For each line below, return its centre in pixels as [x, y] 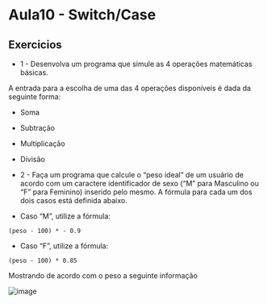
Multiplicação [43, 144]
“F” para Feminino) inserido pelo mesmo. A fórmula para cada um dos [136, 192]
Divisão [33, 159]
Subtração [37, 128]
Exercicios [35, 45]
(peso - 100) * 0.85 [43, 260]
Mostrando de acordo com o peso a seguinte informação [103, 275]
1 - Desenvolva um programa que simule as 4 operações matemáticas [136, 64]
